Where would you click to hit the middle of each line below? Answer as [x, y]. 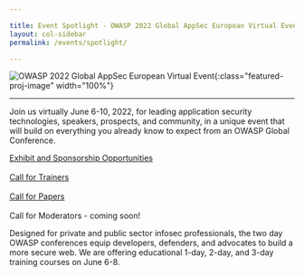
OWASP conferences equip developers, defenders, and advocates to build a [152, 243]
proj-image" [32, 86]
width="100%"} [85, 86]
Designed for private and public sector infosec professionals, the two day [146, 233]
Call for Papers [37, 196]
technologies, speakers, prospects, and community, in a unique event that [147, 121]
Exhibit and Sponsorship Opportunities [81, 158]
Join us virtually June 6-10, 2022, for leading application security [131, 112]
